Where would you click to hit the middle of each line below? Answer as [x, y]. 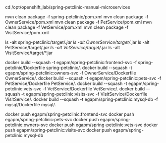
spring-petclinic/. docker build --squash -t [89, 68]
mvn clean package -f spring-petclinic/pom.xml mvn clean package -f [77, 17]
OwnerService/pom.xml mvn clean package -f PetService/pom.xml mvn [79, 22]
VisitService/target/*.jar [29, 53]
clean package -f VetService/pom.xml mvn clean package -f [67, 27]
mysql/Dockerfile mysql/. [30, 105]
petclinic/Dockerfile [25, 68]
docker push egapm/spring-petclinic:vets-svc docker [103, 125]
